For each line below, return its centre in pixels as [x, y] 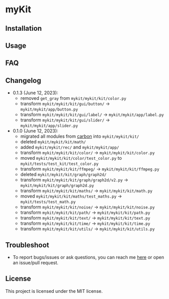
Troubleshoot [27, 245]
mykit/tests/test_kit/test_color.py [59, 164]
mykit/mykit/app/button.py [49, 110]
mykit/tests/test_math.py [48, 202]
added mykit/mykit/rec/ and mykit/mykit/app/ [70, 147]
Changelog [23, 80]
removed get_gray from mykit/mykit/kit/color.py [73, 98]
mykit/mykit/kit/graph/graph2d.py [57, 186]
